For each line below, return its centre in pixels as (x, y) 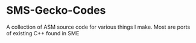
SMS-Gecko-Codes (56, 10)
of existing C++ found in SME (43, 33)
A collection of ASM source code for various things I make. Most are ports (98, 27)
